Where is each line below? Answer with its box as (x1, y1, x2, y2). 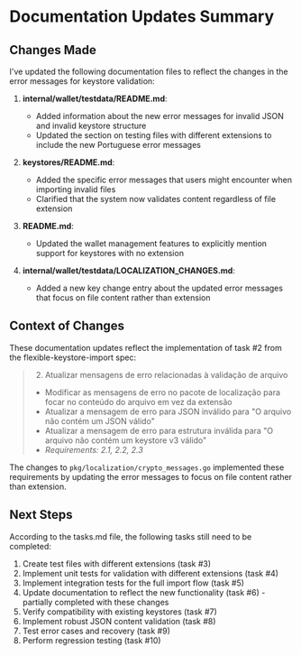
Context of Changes (9, 318, 124, 334)
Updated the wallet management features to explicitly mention (35, 238, 268, 249)
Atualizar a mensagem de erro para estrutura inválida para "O (44, 425, 274, 436)
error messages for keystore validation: (9, 76, 155, 87)
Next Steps (9, 507, 73, 522)
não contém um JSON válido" (44, 415, 155, 426)
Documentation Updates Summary (9, 6, 275, 27)
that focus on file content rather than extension (35, 292, 211, 303)
